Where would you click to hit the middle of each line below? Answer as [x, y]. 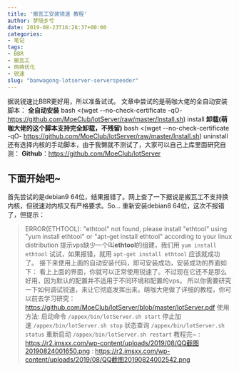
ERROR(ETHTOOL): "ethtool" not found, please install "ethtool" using [126, 229]
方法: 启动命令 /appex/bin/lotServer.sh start [93, 316]
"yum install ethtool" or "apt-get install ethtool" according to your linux [128, 237]
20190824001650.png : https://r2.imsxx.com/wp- [97, 351]
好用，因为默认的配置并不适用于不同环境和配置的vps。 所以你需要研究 [128, 281]
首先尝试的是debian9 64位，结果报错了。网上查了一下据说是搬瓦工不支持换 [118, 197]
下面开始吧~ [34, 178]
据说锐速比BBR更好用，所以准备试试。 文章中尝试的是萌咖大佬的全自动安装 [118, 101]
